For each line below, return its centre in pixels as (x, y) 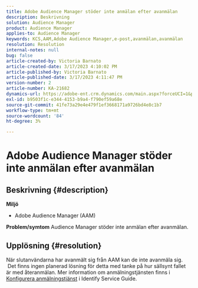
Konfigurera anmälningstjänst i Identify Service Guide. (72, 279)
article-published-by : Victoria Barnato (57, 72)
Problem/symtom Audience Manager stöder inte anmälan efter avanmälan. (97, 227)
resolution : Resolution (35, 45)
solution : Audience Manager (41, 22)
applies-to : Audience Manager (43, 34)
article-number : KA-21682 (38, 89)
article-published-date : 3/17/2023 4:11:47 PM (64, 77)
